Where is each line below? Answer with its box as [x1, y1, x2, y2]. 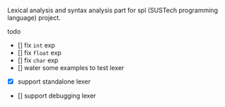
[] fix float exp [17, 49, 62, 57]
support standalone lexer [17, 77, 91, 86]
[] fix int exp [17, 41, 55, 49]
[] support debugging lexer [17, 91, 97, 100]
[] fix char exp [17, 56, 59, 64]
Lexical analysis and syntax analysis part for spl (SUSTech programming [7, 6, 218, 14]
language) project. [7, 13, 62, 22]
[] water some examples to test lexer [17, 64, 125, 72]
